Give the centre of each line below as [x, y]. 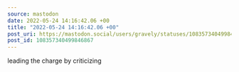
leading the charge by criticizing [54, 61]
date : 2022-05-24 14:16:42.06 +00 [59, 21]
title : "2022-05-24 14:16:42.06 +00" [63, 27]
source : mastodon [33, 14]
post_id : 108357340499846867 [51, 41]
